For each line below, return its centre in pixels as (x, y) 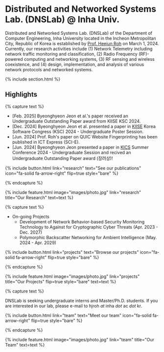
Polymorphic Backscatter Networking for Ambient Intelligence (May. (88, 237)
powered (14, 59)
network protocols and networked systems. (49, 69)
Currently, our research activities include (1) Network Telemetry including (79, 49)
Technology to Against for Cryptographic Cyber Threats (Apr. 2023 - (89, 227)
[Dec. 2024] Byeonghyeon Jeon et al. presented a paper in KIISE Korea (84, 126)
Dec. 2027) (31, 232)
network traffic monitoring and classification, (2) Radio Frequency (71, 54)
